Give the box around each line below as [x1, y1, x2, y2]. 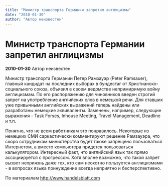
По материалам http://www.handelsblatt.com [5, 175, 100, 181]
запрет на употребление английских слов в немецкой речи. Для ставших [5, 97, 163, 103]
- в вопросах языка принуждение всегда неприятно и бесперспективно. [5, 165, 161, 171]
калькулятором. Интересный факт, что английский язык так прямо [5, 149, 148, 155]
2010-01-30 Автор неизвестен [5, 66, 71, 72]
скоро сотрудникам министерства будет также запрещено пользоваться [5, 139, 163, 145]
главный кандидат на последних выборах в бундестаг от [5, 81, 127, 87]
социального [5, 86, 33, 92]
